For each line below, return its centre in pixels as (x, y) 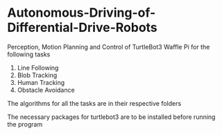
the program (25, 124)
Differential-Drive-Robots (82, 27)
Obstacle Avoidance (46, 90)
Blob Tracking (37, 75)
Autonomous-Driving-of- (82, 13)
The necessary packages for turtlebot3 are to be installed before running (111, 117)
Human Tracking (41, 82)
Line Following (38, 67)
